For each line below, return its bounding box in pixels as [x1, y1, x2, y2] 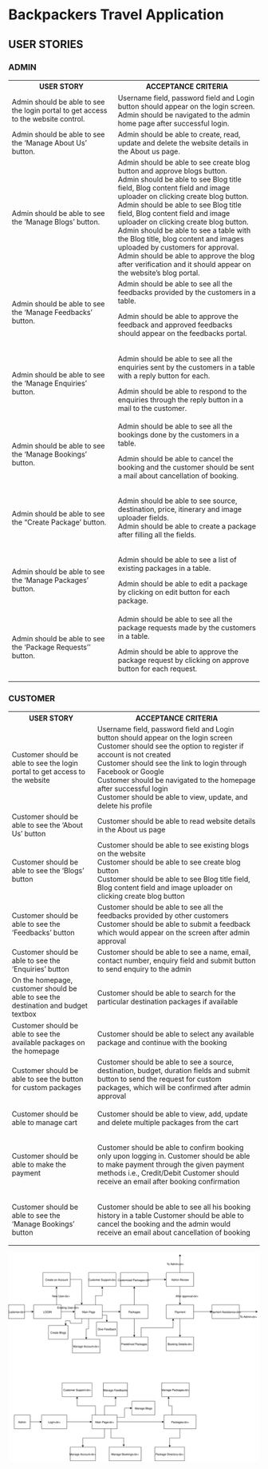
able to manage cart [11, 1118, 78, 1128]
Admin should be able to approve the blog [117, 251, 255, 261]
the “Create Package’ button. [11, 517, 107, 527]
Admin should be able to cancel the [117, 453, 234, 463]
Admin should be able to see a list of [117, 555, 237, 565]
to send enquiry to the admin [97, 964, 191, 974]
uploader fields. [117, 513, 169, 523]
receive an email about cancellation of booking [97, 1227, 251, 1237]
